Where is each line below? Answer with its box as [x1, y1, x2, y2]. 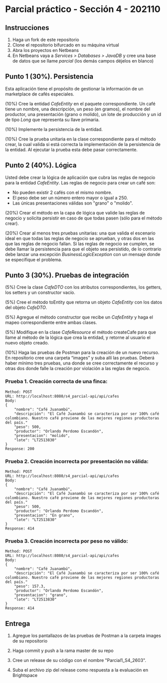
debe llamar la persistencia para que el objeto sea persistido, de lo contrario [5, 246, 162, 252]
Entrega [5, 619, 30, 628]
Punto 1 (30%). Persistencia [5, 72, 94, 81]
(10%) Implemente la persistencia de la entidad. [5, 126, 103, 132]
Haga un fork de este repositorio [12, 36, 79, 42]
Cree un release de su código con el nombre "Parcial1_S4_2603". [12, 657, 146, 663]
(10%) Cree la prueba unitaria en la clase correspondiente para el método [5, 136, 156, 142]
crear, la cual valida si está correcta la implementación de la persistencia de [5, 141, 161, 147]
